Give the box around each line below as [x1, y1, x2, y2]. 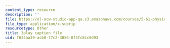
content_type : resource [5, 7, 56, 12]
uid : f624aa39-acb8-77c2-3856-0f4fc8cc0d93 [5, 35, 99, 40]
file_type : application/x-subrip [5, 21, 76, 26]
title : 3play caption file [5, 30, 62, 35]
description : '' [5, 12, 39, 17]
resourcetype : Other [5, 26, 49, 31]
